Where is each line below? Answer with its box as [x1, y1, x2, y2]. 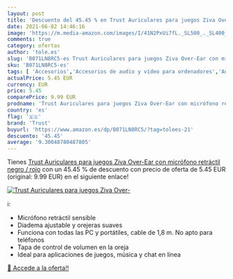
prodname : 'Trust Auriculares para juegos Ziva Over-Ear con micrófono [7, 100, 218, 107]
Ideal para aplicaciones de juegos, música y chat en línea [17, 251, 182, 259]
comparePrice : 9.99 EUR [7, 94, 76, 101]
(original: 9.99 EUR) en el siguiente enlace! [7, 172, 129, 181]
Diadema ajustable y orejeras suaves [17, 221, 123, 229]
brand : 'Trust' [7, 119, 51, 127]
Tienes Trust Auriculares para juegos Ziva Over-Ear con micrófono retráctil [7, 158, 221, 166]
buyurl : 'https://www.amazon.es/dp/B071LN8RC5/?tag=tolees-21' [7, 126, 194, 133]
